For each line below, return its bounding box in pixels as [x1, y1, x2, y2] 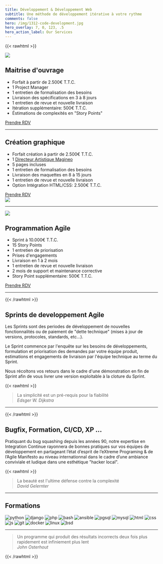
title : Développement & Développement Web [5, 7, 92, 12]
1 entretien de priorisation [12, 247, 64, 253]
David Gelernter [16, 483, 49, 489]
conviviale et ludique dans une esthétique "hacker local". [5, 459, 119, 465]
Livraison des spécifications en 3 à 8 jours [12, 94, 97, 100]
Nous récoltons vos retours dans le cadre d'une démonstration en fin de [5, 368, 149, 374]
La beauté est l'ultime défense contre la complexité [16, 478, 120, 484]
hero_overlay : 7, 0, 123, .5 [5, 25, 64, 30]
